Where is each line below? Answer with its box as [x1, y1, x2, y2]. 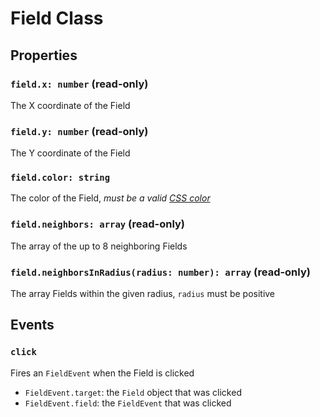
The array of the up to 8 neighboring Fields [10, 240, 188, 252]
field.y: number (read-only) [10, 124, 149, 138]
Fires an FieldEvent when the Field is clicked [10, 367, 195, 379]
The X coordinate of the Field [10, 99, 131, 111]
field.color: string [10, 172, 111, 184]
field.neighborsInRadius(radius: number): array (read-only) [10, 265, 311, 279]
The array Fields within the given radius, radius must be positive [10, 288, 276, 300]
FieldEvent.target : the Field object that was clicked [24, 386, 242, 398]
